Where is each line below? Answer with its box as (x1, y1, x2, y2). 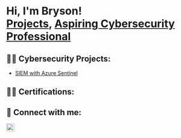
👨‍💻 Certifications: (6, 87, 75, 97)
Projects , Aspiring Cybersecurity (6, 17, 175, 31)
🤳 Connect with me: (6, 107, 81, 118)
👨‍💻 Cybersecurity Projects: (6, 53, 111, 64)
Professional (6, 30, 71, 43)
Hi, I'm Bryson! (6, 4, 83, 18)
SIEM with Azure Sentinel (14, 70, 78, 76)
